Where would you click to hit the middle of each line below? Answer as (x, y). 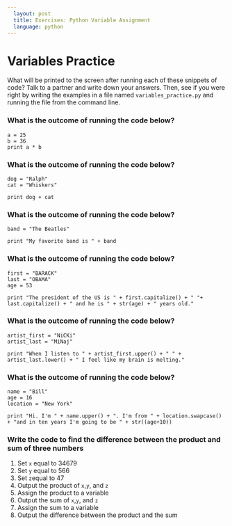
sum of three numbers (45, 448)
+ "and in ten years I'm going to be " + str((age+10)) (90, 422)
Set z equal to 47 (41, 478)
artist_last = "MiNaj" (40, 342)
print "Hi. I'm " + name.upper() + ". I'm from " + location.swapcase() (115, 416)
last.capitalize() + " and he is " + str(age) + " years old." (101, 303)
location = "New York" (40, 404)
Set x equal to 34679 (47, 463)
